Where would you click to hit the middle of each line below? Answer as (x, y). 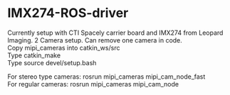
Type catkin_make (34, 55)
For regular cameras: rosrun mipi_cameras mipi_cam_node (93, 84)
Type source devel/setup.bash (52, 62)
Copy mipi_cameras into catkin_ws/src (64, 47)
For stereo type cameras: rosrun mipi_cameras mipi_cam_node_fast (106, 77)
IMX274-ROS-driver (68, 13)
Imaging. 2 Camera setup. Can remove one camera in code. (95, 40)
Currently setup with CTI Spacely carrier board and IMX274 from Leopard (115, 33)
